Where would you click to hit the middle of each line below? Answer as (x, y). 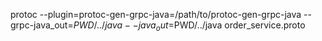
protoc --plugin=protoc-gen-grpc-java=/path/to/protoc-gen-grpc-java (156, 14)
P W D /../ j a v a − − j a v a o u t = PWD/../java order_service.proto (189, 26)
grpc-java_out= (42, 25)
